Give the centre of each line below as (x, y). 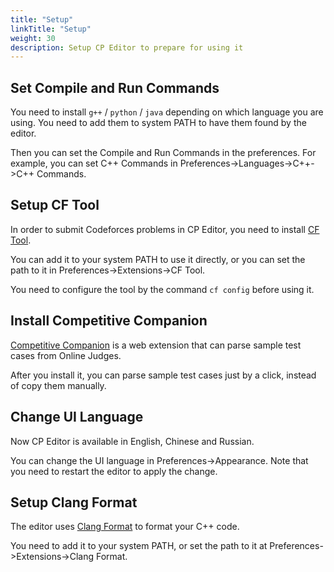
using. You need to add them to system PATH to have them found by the (158, 123)
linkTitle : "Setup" (51, 29)
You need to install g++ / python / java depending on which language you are (167, 112)
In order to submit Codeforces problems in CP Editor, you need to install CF (165, 229)
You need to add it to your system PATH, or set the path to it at (139, 546)
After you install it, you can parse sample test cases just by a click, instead (163, 375)
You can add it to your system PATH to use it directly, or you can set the (158, 259)
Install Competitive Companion (109, 321)
